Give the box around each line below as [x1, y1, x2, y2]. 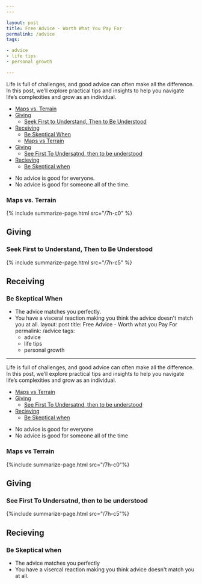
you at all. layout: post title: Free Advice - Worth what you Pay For [14, 321, 177, 328]
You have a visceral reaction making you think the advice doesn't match [14, 314, 194, 322]
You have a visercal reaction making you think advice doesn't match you [14, 566, 194, 573]
